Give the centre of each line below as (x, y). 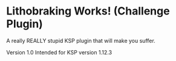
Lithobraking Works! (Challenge (88, 11)
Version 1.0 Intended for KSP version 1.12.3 (59, 52)
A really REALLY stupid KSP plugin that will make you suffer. (81, 40)
